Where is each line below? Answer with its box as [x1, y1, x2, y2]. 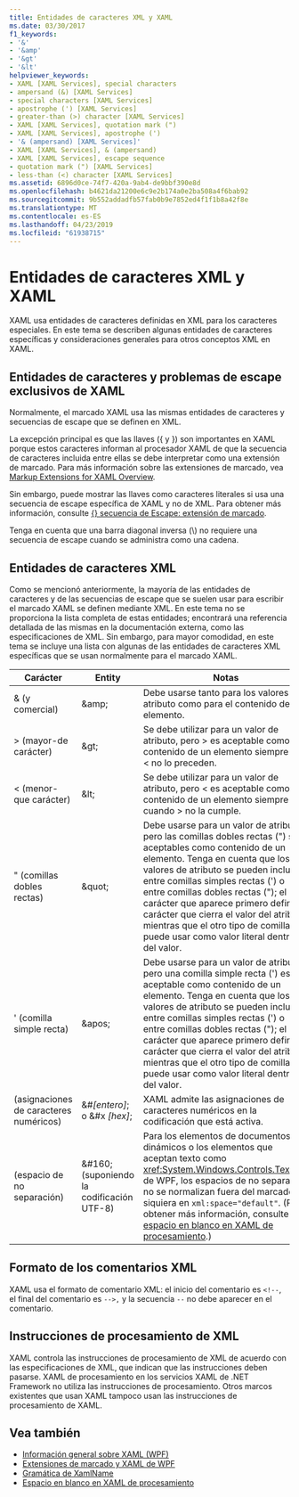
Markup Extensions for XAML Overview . [9, 471, 156, 482]
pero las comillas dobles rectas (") [142, 830, 287, 842]
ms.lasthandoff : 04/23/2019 [9, 220, 114, 229]
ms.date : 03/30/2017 [9, 21, 86, 30]
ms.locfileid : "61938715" [9, 228, 105, 237]
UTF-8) [81, 1202, 115, 1215]
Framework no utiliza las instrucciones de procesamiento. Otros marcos [9, 1380, 273, 1391]
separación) [13, 1190, 65, 1203]
